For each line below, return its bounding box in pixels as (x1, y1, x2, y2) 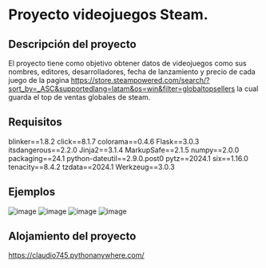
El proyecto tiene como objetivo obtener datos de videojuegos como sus (8, 58, 247, 68)
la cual (236, 84, 259, 93)
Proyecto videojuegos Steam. (8, 6, 208, 24)
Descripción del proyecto (8, 37, 137, 51)
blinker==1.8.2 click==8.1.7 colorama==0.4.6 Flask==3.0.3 (8, 136, 200, 146)
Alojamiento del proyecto (8, 230, 137, 243)
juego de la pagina (8, 76, 69, 85)
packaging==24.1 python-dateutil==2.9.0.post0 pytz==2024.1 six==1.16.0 (8, 153, 249, 163)
